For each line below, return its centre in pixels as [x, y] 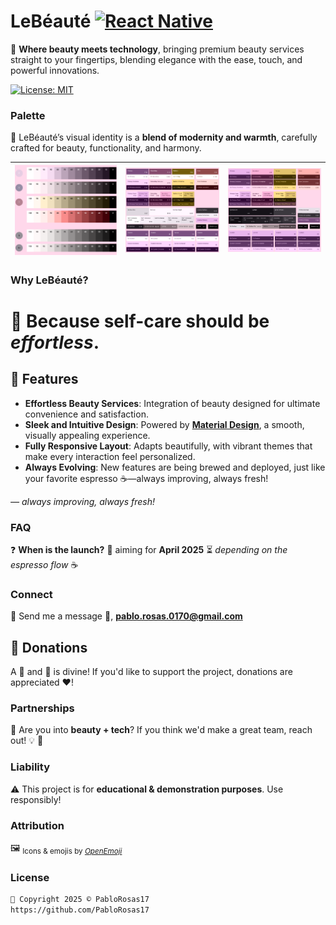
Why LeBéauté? [49, 280]
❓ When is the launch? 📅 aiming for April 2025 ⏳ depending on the [149, 549]
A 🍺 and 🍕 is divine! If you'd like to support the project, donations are [151, 672]
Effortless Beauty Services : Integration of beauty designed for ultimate [172, 403]
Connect [31, 594]
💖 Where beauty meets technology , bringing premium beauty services [157, 49]
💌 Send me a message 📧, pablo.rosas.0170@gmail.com [126, 616]
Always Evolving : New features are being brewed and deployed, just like [175, 467]
